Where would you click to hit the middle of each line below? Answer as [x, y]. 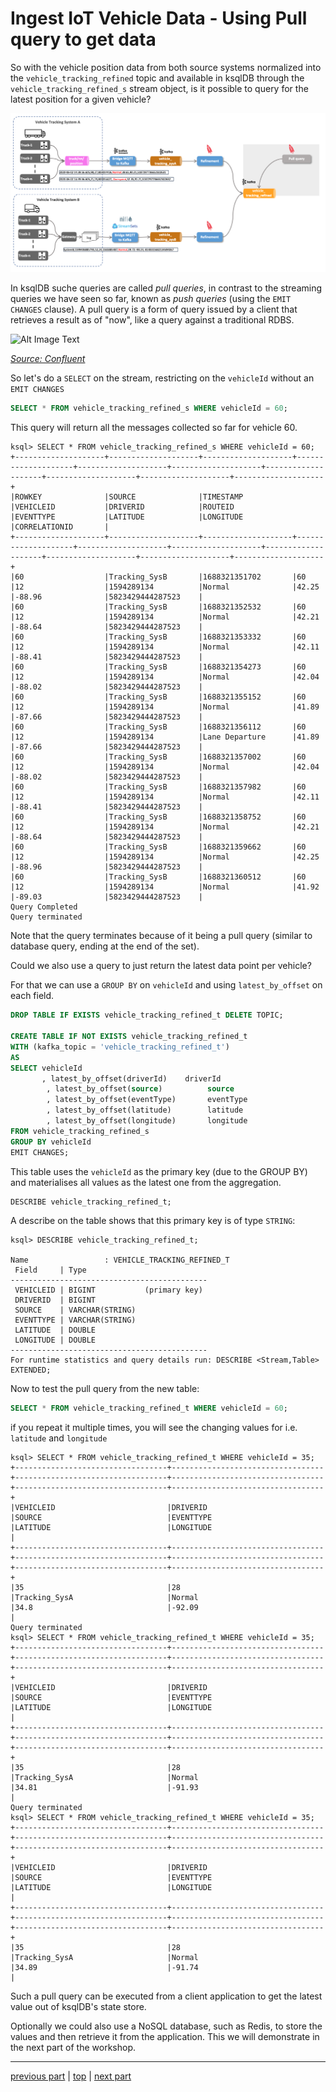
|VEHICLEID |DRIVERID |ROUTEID [122, 507]
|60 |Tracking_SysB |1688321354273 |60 [158, 667]
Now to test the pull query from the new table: [105, 1389]
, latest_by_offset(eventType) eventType [147, 1100]
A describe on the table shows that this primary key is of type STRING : [153, 1221]
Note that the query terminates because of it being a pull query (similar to [161, 936]
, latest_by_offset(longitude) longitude [147, 1121]
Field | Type [50, 1270]
